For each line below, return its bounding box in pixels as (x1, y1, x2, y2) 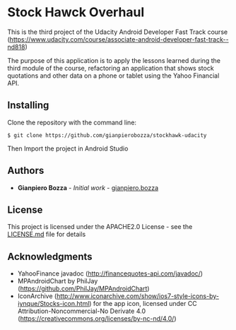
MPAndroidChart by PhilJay (17, 277, 98, 285)
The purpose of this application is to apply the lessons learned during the (7, 56, 221, 64)
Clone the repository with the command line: (7, 118, 136, 126)
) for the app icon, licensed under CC (89, 300, 197, 308)
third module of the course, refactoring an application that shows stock (7, 64, 214, 72)
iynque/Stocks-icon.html (17, 300, 90, 308)
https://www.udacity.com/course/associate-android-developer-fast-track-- (9, 35, 229, 43)
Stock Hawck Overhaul (7, 4, 145, 20)
